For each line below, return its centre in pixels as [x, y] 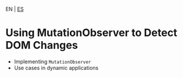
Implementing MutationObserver [52, 61]
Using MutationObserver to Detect [91, 33]
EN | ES [15, 9]
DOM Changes [42, 46]
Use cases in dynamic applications [56, 68]
